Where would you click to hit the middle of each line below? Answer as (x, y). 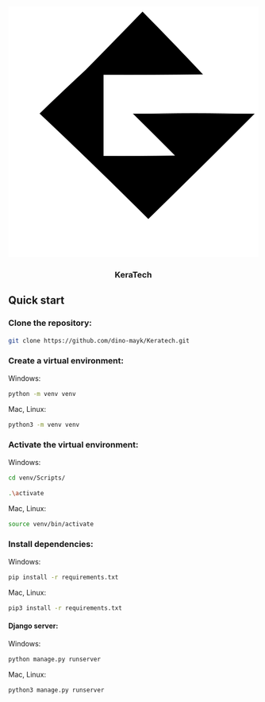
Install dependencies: (51, 545)
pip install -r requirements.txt (63, 577)
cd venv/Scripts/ (37, 478)
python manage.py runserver (55, 659)
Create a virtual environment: (66, 361)
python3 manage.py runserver (56, 690)
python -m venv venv (42, 394)
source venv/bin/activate (51, 524)
